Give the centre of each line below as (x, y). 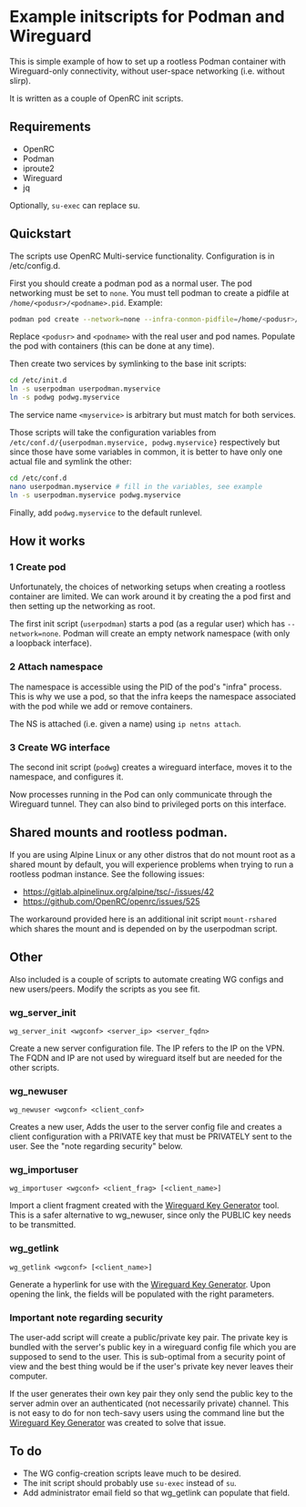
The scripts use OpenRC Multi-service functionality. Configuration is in (142, 256)
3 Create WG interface (60, 747)
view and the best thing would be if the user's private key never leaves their (152, 1367)
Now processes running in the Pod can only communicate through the (141, 794)
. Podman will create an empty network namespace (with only (174, 634)
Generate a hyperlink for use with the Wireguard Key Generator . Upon (140, 1284)
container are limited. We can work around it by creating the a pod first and (150, 596)
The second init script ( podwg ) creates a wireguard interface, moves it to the (151, 767)
